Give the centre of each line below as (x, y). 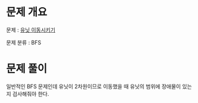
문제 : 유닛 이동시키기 (31, 30)
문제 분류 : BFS (24, 42)
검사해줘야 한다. (31, 93)
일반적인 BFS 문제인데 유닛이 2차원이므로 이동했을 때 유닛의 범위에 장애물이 (94, 86)
